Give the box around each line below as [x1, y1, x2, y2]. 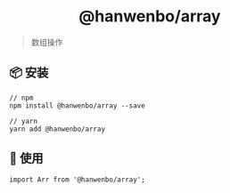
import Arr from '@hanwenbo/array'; [9, 175, 145, 184]
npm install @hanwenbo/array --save [9, 101, 145, 110]
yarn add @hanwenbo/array [9, 125, 105, 133]
